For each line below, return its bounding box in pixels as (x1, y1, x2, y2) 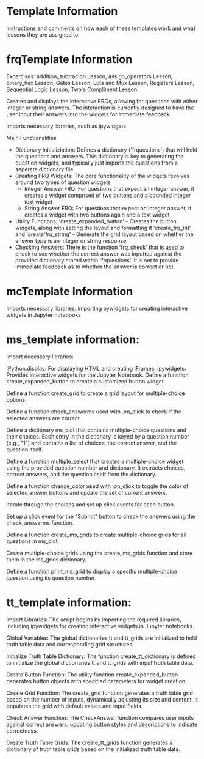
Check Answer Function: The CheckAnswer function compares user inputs (6, 714, 194, 721)
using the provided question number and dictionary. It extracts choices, (6, 464, 186, 472)
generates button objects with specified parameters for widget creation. (6, 677, 187, 684)
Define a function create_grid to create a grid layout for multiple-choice (6, 390, 185, 397)
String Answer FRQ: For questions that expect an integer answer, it (24, 204, 192, 212)
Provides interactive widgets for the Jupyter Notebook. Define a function (6, 371, 189, 379)
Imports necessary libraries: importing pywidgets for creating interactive (6, 305, 188, 312)
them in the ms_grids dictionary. (6, 555, 87, 563)
